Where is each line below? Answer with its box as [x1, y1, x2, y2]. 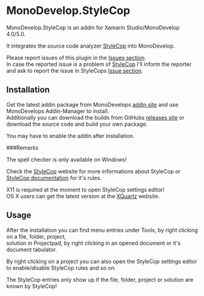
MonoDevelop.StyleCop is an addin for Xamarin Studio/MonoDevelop [6, 24, 180, 31]
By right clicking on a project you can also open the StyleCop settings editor [6, 258, 197, 265]
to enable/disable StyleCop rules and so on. [6, 264, 116, 272]
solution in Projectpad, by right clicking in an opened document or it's [6, 239, 181, 247]
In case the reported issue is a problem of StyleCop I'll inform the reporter [6, 60, 192, 68]
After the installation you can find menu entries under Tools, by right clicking [6, 226, 198, 234]
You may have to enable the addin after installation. [6, 132, 135, 139]
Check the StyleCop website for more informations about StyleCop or [6, 167, 181, 175]
